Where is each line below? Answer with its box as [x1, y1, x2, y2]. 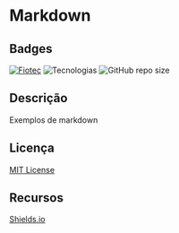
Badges [9, 41, 53, 56]
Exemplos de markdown [9, 114, 98, 125]
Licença [9, 141, 55, 156]
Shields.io [9, 214, 46, 225]
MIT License [9, 164, 55, 175]
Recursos [9, 190, 64, 206]
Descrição [9, 91, 68, 106]
